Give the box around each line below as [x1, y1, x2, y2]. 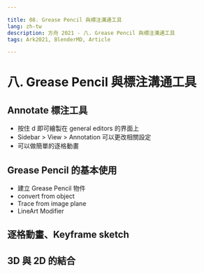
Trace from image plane [17, 199, 87, 208]
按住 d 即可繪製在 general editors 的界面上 [17, 124, 140, 133]
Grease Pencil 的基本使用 [7, 164, 117, 176]
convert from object [17, 192, 75, 200]
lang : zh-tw [7, 22, 42, 30]
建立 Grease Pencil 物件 [17, 184, 86, 192]
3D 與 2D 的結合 [7, 255, 76, 267]
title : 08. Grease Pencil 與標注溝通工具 [7, 16, 122, 23]
